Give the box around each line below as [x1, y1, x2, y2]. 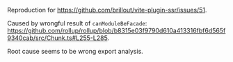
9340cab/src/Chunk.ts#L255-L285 [7, 34, 108, 42]
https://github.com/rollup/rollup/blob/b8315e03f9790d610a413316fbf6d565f [7, 27, 226, 34]
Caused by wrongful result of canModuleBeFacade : [7, 19, 147, 27]
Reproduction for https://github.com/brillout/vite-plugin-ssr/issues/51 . [7, 6, 207, 14]
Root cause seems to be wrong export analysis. [7, 48, 144, 55]
